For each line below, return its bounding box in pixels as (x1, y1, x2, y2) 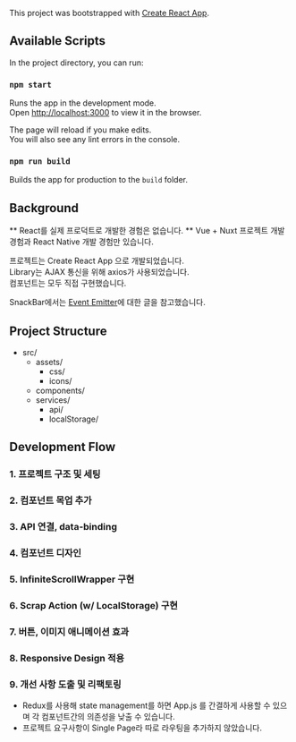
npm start (9, 80, 52, 90)
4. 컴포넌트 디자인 (9, 547, 82, 559)
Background (9, 200, 79, 216)
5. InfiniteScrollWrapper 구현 (9, 573, 135, 585)
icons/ (48, 376, 72, 387)
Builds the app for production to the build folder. (9, 175, 189, 185)
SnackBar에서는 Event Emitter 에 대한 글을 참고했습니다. (9, 297, 206, 308)
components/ (35, 385, 85, 397)
